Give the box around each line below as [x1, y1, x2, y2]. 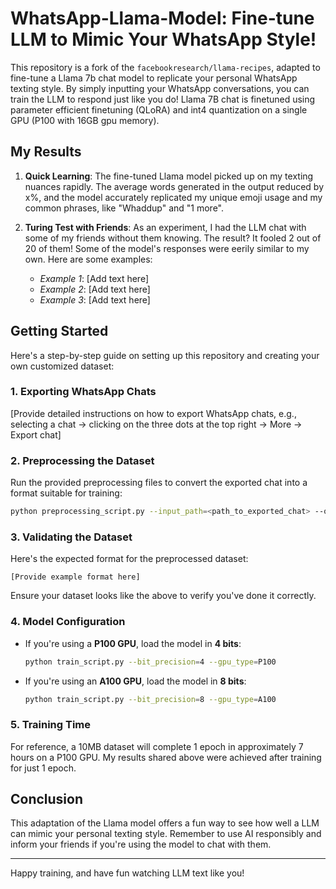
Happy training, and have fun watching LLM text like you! [10, 867, 245, 879]
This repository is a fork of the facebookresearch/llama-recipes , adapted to [10, 61, 321, 73]
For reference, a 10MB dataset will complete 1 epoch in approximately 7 [10, 740, 304, 752]
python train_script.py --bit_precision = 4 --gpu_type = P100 [24, 657, 277, 667]
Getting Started [10, 323, 109, 340]
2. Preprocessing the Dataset [10, 453, 155, 467]
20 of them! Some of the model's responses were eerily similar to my [24, 242, 310, 254]
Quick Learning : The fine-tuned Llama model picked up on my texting [24, 170, 314, 182]
